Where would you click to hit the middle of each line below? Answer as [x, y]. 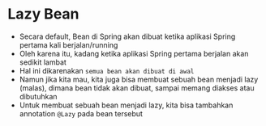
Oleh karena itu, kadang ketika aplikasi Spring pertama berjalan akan [134, 53]
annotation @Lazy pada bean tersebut [81, 113]
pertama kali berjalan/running [69, 44]
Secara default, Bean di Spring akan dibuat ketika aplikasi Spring [127, 36]
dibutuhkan [38, 96]
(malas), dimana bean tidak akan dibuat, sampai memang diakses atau [137, 88]
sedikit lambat [43, 62]
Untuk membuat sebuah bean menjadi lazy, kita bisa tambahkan [126, 105]
